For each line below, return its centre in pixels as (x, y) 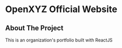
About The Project (34, 28)
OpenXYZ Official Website (61, 9)
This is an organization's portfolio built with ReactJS (59, 40)
